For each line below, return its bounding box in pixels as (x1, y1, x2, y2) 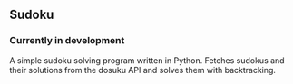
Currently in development (9, 34, 125, 47)
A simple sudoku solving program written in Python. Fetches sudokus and (9, 54, 285, 66)
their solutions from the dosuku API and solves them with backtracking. (9, 64, 277, 75)
